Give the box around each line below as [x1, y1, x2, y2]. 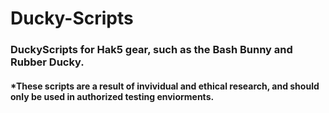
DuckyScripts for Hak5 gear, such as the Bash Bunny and [10, 43, 293, 57]
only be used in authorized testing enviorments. [10, 90, 215, 102]
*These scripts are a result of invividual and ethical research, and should [10, 80, 320, 92]
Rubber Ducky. [10, 55, 85, 69]
